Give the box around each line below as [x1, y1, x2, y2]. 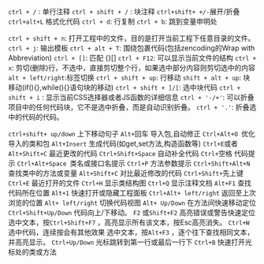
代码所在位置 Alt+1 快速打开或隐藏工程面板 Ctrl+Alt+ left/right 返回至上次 [8, 188, 256, 197]
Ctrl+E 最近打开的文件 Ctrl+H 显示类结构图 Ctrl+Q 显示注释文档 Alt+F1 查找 [8, 178, 252, 188]
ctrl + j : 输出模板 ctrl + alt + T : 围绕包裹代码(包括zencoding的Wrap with [8, 43, 255, 53]
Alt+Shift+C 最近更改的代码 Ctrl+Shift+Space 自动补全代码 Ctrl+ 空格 [8, 149, 232, 158]
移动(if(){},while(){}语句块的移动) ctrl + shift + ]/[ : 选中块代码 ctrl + [8, 83, 241, 92]
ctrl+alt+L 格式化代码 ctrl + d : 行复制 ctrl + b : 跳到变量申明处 [8, 17, 218, 26]
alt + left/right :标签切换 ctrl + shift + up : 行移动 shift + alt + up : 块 [8, 73, 251, 82]
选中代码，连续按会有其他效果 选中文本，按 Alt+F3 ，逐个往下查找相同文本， [8, 228, 255, 236]
